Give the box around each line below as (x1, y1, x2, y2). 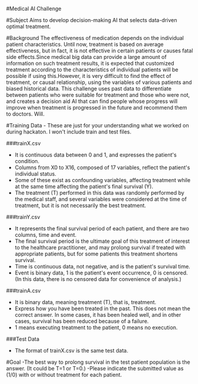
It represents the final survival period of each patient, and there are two (14, 225, 190, 232)
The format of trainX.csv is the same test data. (14, 347, 129, 354)
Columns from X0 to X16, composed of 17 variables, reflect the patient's (14, 164, 190, 171)
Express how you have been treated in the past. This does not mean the (14, 305, 191, 312)
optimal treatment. (6, 23, 52, 30)
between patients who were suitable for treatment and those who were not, (6, 92, 190, 98)
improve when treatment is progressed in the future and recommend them (6, 104, 187, 111)
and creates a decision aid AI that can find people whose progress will (6, 98, 178, 105)
